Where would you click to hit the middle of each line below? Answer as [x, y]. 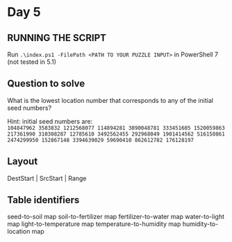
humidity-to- [200, 224]
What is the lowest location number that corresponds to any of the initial [110, 100]
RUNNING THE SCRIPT [57, 38]
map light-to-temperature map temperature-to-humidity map [94, 224]
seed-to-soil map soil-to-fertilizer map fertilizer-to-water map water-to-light [116, 217]
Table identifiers [43, 200]
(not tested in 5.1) [32, 62]
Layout [23, 162]
